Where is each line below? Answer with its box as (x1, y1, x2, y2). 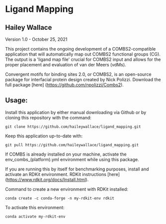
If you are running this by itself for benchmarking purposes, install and (5, 166, 149, 172)
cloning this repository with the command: (5, 114, 92, 120)
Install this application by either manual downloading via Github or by (5, 109, 147, 115)
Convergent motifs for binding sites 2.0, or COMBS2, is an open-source (5, 71, 152, 77)
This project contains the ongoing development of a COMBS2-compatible (5, 46, 156, 52)
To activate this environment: (5, 204, 65, 210)
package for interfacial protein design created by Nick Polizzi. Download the (5, 77, 161, 82)
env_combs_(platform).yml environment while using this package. (5, 156, 139, 162)
